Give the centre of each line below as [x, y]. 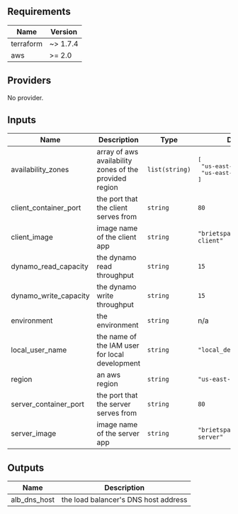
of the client [117, 237]
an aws [109, 375]
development [118, 363]
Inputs [22, 120]
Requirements [39, 12]
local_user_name [39, 350]
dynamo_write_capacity [50, 296]
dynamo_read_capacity [50, 267]
